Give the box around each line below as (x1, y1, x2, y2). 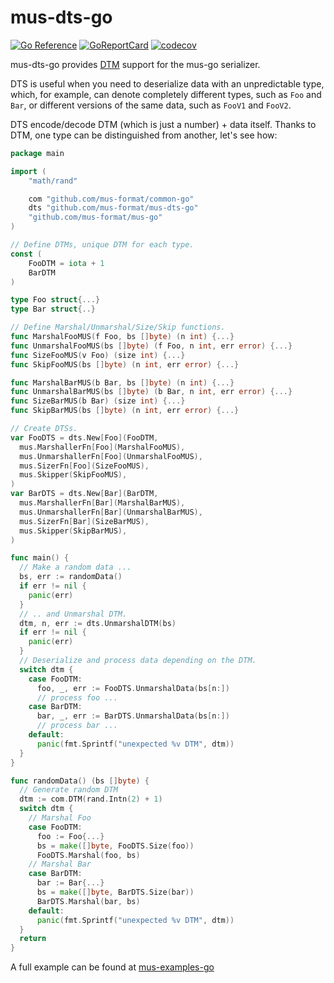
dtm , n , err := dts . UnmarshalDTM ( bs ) (19, 618, 177, 628)
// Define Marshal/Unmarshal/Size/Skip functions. (10, 322, 226, 333)
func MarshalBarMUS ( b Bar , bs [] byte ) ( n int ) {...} (10, 377, 235, 388)
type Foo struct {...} (10, 295, 101, 305)
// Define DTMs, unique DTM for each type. (10, 240, 195, 250)
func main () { (10, 553, 70, 563)
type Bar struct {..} (10, 304, 97, 315)
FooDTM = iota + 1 (28, 258, 105, 268)
